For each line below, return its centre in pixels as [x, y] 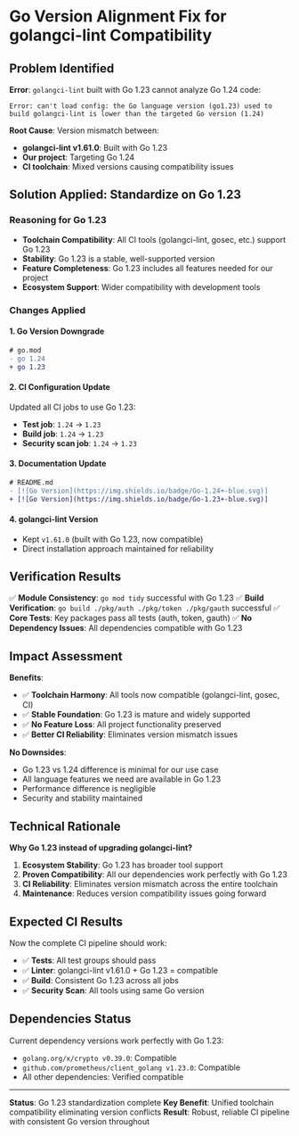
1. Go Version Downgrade [57, 331]
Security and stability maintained [82, 798]
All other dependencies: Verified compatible [103, 1076]
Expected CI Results [66, 921]
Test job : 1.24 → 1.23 [61, 424]
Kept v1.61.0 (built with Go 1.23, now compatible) [113, 539]
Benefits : [27, 678]
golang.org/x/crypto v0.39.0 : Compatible [99, 1057]
